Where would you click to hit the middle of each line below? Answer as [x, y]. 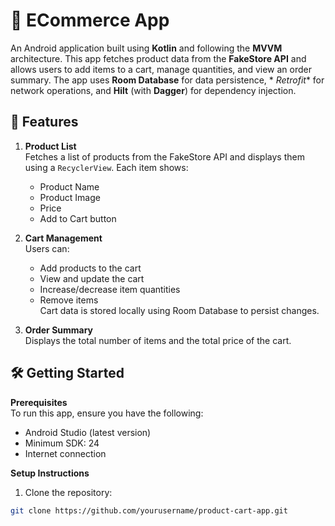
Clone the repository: [68, 492]
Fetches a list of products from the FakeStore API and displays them [164, 156]
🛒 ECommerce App [90, 20]
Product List [50, 146]
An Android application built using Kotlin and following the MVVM [146, 48]
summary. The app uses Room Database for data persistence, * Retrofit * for [167, 80]
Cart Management [63, 238]
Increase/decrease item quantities [110, 289]
